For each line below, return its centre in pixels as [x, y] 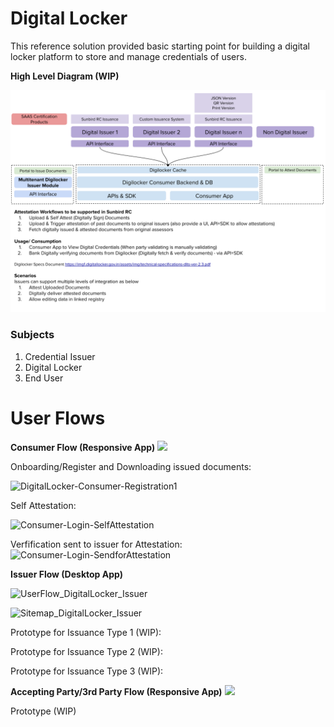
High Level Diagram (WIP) [65, 76]
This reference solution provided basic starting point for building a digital [160, 46]
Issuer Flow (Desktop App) [66, 574]
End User [44, 378]
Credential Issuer [60, 356]
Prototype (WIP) [43, 711]
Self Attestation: [43, 505]
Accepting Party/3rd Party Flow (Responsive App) [116, 691]
